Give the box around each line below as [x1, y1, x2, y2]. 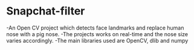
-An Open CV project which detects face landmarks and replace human [6, 24, 184, 31]
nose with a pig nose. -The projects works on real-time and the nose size [6, 30, 189, 37]
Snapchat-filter [6, 4, 85, 18]
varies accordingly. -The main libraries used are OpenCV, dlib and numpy [6, 37, 189, 44]
